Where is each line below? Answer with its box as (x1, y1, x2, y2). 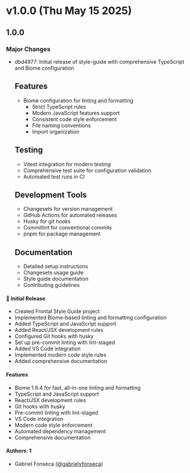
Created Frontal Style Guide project (14, 308, 100, 315)
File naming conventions (32, 122, 91, 129)
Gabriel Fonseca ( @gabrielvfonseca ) (14, 460, 103, 467)
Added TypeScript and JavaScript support (14, 320, 117, 327)
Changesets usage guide (23, 269, 84, 276)
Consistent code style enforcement (32, 115, 117, 122)
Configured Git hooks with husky (14, 333, 94, 340)
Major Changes (6, 45, 51, 53)
